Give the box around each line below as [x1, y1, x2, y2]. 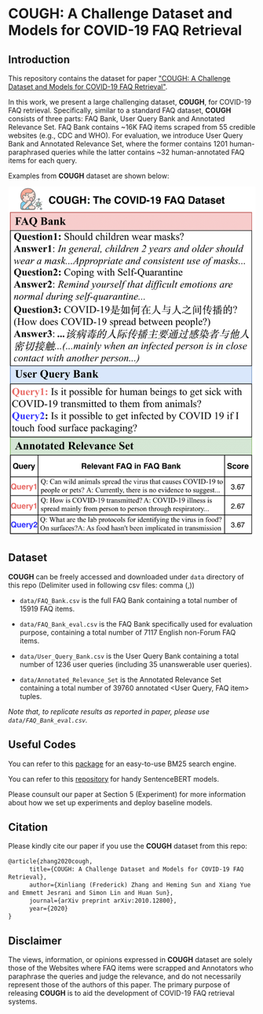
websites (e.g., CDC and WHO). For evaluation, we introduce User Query [8, 131, 243, 140]
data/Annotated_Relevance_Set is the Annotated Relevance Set [19, 675, 222, 684]
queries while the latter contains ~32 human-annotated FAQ [50, 147, 245, 157]
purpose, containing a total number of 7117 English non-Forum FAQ [19, 627, 236, 637]
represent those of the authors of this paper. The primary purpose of [8, 980, 230, 990]
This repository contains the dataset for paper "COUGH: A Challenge [8, 74, 231, 83]
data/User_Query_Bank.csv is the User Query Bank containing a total [19, 651, 239, 661]
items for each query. [8, 156, 78, 165]
